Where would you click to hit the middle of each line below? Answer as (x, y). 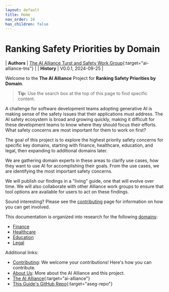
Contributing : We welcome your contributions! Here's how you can (82, 262)
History (48, 68)
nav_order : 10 (20, 19)
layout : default (22, 10)
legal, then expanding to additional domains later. (56, 151)
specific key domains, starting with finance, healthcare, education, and (79, 145)
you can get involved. (28, 207)
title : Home (18, 15)
